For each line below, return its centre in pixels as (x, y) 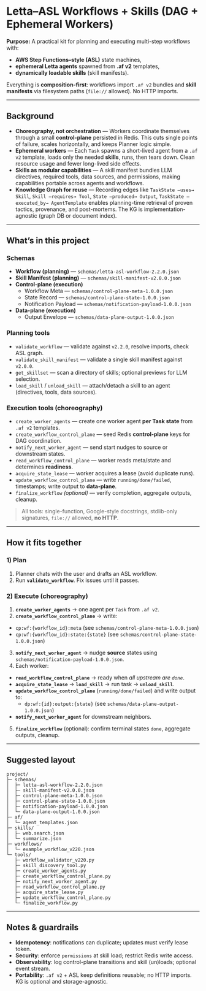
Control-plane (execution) (49, 285)
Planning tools (28, 333)
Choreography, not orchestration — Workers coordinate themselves (102, 131)
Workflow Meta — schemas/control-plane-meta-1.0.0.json (99, 291)
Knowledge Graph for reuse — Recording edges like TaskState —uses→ (105, 189)
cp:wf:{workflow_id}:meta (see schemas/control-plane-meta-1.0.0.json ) (107, 628)
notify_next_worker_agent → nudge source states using (86, 653)
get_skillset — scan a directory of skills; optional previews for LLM (101, 372)
